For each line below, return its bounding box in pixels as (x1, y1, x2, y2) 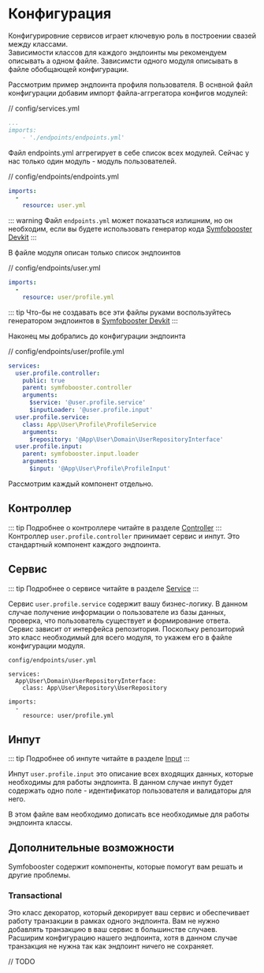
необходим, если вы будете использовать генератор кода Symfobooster (8, 224, 253, 234)
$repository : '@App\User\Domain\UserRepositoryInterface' (28, 436, 224, 443)
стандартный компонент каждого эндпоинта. (8, 539, 162, 549)
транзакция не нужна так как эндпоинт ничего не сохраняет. (8, 941, 214, 951)
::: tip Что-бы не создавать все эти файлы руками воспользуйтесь (8, 307, 232, 317)
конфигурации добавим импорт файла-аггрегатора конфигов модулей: (8, 88, 248, 97)
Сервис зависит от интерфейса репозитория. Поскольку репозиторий (8, 624, 245, 633)
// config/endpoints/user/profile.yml (8, 346, 125, 356)
